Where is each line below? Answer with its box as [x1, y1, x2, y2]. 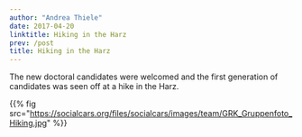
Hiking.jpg [9, 118, 48, 129]
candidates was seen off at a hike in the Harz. [9, 81, 179, 92]
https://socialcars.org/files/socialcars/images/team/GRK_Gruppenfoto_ [30, 108, 293, 119]
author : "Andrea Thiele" [9, 13, 103, 23]
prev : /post [9, 38, 54, 48]
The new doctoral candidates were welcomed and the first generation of [9, 71, 279, 82]
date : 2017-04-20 [9, 22, 75, 31]
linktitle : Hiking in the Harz [9, 30, 127, 39]
